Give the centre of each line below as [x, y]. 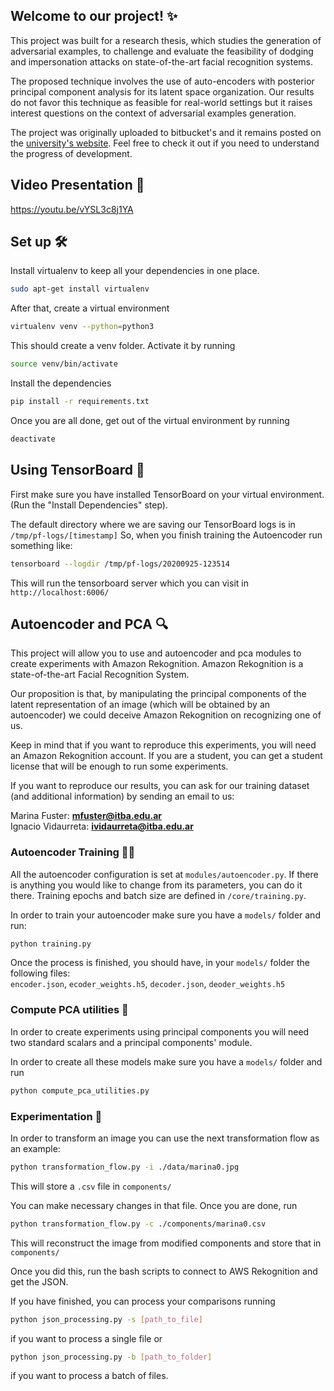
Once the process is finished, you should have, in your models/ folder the [160, 963]
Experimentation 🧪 [56, 1116]
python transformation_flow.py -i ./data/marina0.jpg [125, 1167]
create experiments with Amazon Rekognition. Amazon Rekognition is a [157, 664]
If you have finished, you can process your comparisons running [143, 1301]
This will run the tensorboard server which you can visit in [129, 583]
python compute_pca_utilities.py [80, 1090]
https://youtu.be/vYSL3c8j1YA [72, 209]
